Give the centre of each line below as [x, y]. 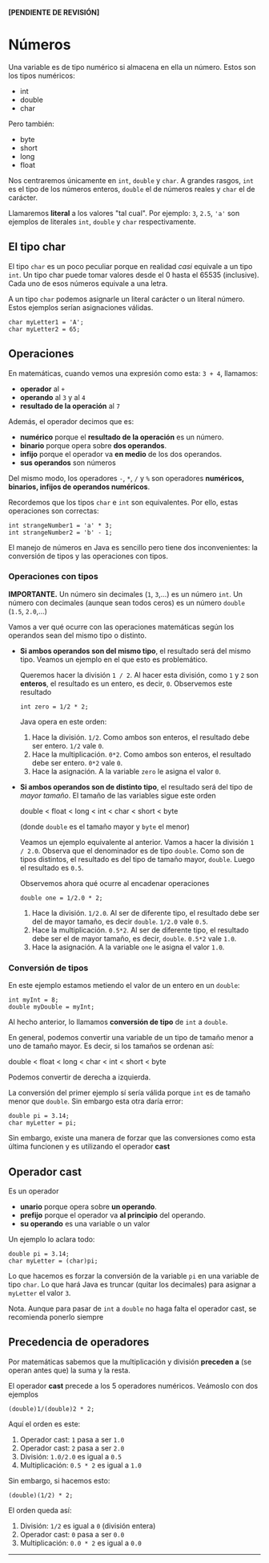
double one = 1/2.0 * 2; [61, 898]
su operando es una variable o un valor [85, 1223]
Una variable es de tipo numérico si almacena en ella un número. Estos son [132, 67]
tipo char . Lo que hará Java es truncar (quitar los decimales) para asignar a [132, 1284]
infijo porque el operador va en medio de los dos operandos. [121, 454]
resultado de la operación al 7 [70, 406]
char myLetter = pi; [43, 1123]
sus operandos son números [68, 463]
